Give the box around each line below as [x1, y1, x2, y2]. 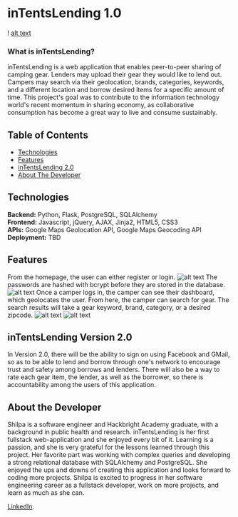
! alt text [7, 29, 31, 37]
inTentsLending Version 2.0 [7, 331, 133, 343]
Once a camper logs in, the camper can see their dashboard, [36, 288, 215, 296]
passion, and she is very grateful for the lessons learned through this [7, 443, 210, 451]
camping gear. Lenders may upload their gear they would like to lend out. [7, 70, 222, 79]
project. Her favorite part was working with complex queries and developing [7, 451, 231, 459]
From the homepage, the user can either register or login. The [7, 273, 217, 281]
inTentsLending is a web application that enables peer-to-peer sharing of [7, 63, 222, 71]
